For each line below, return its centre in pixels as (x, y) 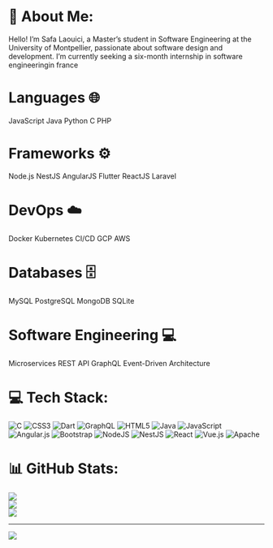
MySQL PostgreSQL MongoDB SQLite (71, 300)
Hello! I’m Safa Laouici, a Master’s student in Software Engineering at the (130, 39)
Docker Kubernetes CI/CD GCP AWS (69, 238)
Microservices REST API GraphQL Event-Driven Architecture (109, 363)
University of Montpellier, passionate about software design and (116, 47)
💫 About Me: (51, 17)
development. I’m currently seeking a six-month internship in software (126, 56)
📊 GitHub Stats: (64, 468)
